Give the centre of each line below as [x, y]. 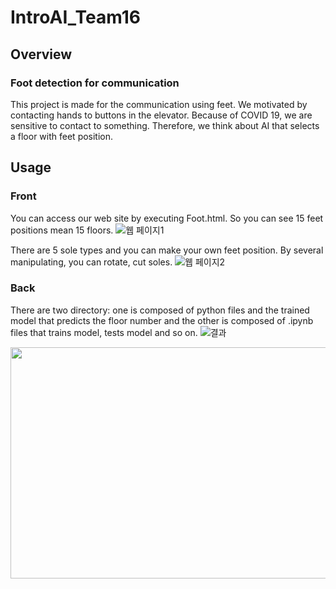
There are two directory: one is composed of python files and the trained [160, 310]
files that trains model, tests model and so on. [104, 332]
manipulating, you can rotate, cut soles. [91, 262]
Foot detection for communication [95, 83]
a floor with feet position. [62, 136]
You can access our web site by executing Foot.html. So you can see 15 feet [167, 218]
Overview [41, 54]
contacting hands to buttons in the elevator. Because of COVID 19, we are [161, 115]
